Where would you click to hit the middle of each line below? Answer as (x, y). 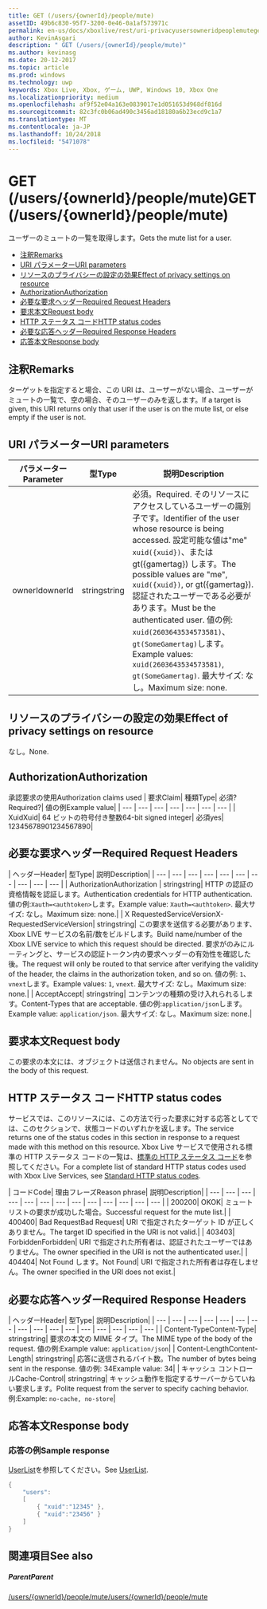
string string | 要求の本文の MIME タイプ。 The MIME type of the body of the (130, 1338)
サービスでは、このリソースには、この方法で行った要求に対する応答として (130, 1119)
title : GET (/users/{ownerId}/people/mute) (81, 16)
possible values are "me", (180, 575)
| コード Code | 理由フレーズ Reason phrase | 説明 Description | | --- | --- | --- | (132, 1192)
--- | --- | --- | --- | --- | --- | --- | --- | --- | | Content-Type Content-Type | (137, 1329)
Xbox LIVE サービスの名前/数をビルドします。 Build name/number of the (125, 934)
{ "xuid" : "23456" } (69, 1515)
